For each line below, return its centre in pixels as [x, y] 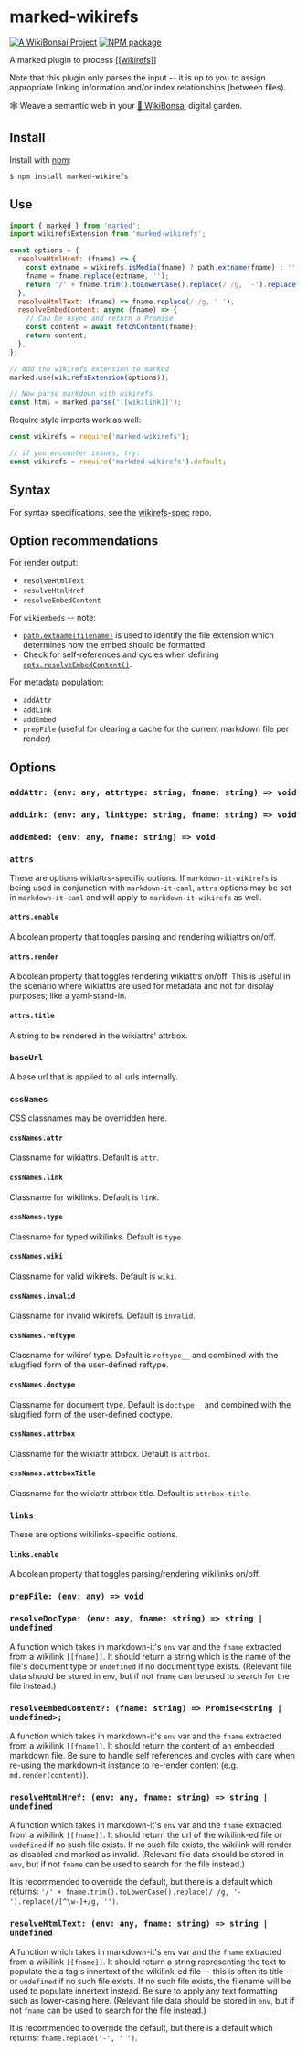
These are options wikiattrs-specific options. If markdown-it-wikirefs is [143, 877]
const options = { [44, 250]
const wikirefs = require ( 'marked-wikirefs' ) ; [100, 437]
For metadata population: [57, 682]
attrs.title [32, 1015]
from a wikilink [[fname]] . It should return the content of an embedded [142, 1745]
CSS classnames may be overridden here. [88, 1118]
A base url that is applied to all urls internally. [94, 1077]
